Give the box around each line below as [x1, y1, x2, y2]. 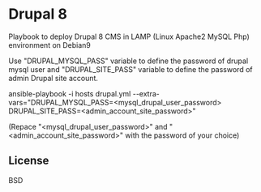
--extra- [132, 88, 160, 98]
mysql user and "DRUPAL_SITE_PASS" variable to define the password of [8, 64, 253, 74]
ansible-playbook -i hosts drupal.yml [8, 88, 131, 98]
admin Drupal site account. [8, 73, 99, 83]
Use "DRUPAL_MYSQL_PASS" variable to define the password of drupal [8, 56, 249, 66]
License [8, 154, 49, 168]
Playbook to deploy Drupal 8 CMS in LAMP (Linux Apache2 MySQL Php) [8, 32, 250, 41]
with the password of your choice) [125, 130, 240, 140]
